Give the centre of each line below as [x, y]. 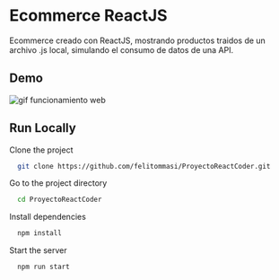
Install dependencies [48, 217]
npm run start [44, 267]
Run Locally [43, 128]
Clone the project [41, 150]
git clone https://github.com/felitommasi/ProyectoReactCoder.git [144, 166]
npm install [40, 233]
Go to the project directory [58, 183]
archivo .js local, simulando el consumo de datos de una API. [122, 49]
